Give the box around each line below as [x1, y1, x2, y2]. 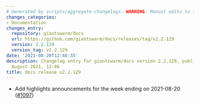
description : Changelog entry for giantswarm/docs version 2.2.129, [6, 58, 180, 64]
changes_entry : [6, 25, 44, 31]
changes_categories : [6, 14, 58, 20]
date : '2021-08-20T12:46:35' [6, 53, 79, 58]
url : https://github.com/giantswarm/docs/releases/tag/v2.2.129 [11, 36, 174, 42]
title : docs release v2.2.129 [6, 69, 82, 75]
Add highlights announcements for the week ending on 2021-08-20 [14, 85, 180, 92]
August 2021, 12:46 [11, 63, 60, 70]
